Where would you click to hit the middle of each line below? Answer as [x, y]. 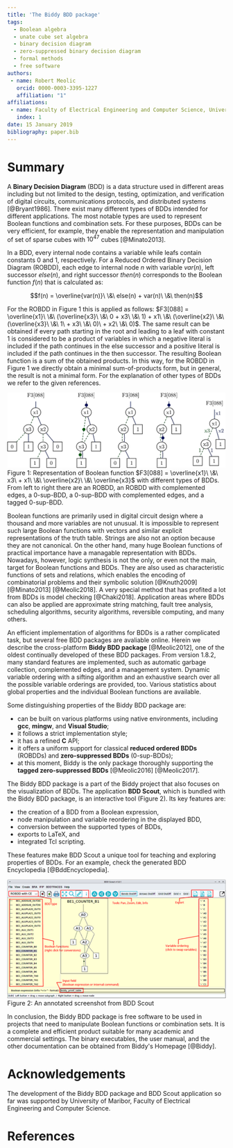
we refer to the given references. [54, 383]
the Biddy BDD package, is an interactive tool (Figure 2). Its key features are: [116, 798]
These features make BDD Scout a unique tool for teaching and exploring [112, 855]
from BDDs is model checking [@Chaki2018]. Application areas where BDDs [116, 597]
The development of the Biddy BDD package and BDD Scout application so [114, 1093]
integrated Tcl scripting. [51, 842]
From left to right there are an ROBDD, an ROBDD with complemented [106, 488]
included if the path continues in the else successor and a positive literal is [114, 346]
